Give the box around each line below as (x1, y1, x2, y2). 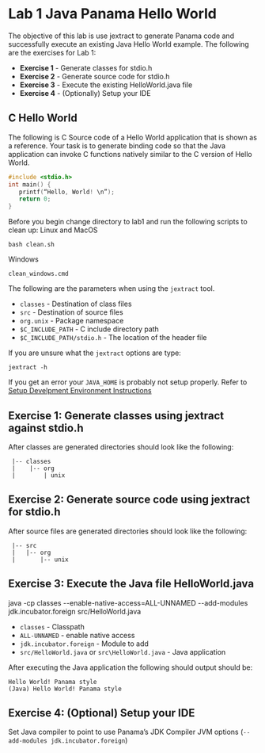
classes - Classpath (19, 621, 85, 631)
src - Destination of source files (19, 308, 124, 317)
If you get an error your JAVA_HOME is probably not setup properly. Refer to (8, 377, 248, 387)
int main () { (8, 180, 51, 189)
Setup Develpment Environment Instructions (8, 386, 152, 396)
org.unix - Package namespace (19, 316, 124, 326)
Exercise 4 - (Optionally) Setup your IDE (19, 88, 152, 97)
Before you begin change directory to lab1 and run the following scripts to (8, 217, 248, 227)
